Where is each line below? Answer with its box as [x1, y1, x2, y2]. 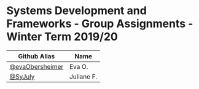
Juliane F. [69, 72, 98, 80]
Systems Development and [6, 4, 147, 18]
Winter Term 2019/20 [6, 30, 118, 44]
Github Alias [18, 52, 55, 60]
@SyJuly [9, 72, 35, 80]
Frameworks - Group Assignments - [6, 17, 193, 31]
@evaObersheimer [9, 62, 64, 71]
